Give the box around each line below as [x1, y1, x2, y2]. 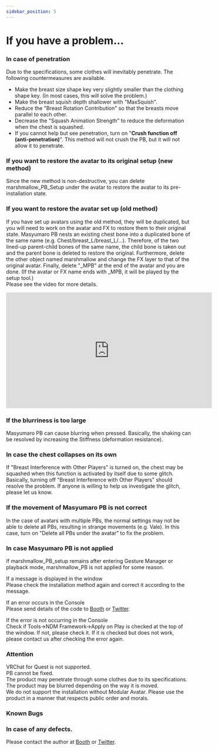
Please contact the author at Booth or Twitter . [6, 739, 116, 746]
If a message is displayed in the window [6, 575, 103, 582]
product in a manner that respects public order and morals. [6, 695, 149, 702]
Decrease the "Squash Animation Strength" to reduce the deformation [14, 117, 185, 124]
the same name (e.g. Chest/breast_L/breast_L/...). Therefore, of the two [6, 236, 179, 244]
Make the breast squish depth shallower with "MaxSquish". [14, 98, 157, 106]
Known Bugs [6, 709, 43, 717]
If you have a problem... [6, 34, 124, 47]
